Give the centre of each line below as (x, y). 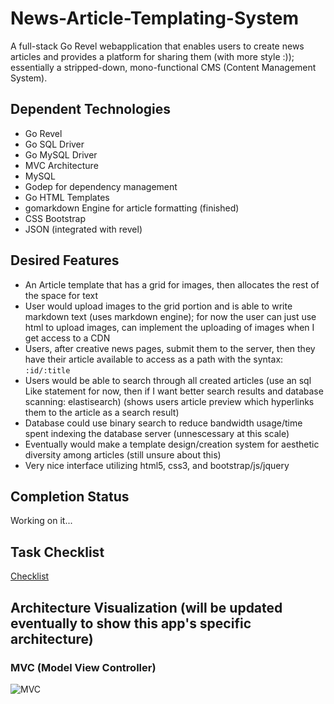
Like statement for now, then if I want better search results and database (174, 391)
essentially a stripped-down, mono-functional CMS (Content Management (163, 67)
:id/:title (47, 370)
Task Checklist (57, 552)
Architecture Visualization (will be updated (146, 607)
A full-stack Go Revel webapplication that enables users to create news (157, 46)
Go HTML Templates (67, 197)
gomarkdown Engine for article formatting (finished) (132, 208)
